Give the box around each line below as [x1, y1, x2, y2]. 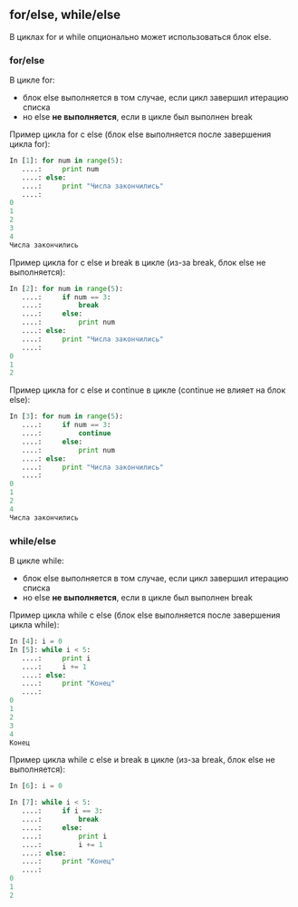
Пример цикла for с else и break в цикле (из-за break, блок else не [9, 257, 266, 268]
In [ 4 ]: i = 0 [9, 637, 63, 647]
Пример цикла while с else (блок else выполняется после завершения [9, 610, 281, 620]
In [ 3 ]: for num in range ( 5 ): [9, 412, 124, 421]
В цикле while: [9, 555, 65, 566]
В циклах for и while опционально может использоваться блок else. [9, 31, 272, 42]
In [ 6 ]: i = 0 [9, 782, 63, 791]
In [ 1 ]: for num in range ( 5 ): [9, 156, 124, 166]
